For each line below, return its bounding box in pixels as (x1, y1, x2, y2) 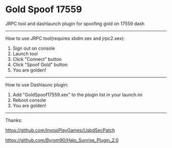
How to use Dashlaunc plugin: (5, 81, 69, 88)
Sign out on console (12, 45, 55, 51)
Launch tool (12, 50, 38, 57)
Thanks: (5, 117, 23, 123)
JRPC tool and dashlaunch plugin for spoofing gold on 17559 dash (5, 20, 145, 27)
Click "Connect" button (12, 56, 62, 62)
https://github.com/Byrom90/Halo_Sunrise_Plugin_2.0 (5, 137, 119, 143)
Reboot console (12, 97, 46, 103)
